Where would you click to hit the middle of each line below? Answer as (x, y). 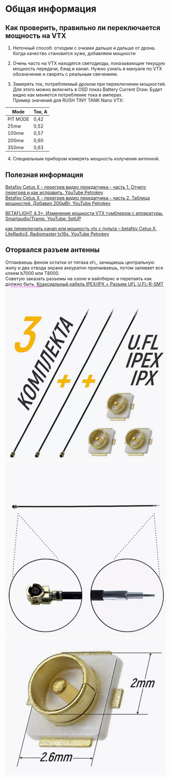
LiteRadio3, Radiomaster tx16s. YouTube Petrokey (57, 234)
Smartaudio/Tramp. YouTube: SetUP (43, 219)
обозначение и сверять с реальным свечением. (65, 74)
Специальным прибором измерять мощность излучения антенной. (86, 159)
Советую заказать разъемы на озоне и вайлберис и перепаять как (79, 278)
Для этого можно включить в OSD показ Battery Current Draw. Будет (87, 89)
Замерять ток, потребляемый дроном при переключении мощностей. (89, 84)
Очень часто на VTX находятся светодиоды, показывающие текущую (89, 63)
